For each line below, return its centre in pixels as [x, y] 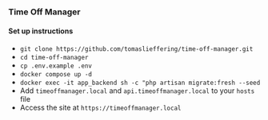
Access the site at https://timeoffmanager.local [100, 108]
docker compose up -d [56, 75]
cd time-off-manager [54, 58]
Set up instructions [41, 31]
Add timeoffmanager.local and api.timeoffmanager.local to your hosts [137, 91]
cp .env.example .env [56, 66]
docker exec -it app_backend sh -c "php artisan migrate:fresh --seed [140, 83]
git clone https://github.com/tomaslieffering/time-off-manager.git [136, 49]
